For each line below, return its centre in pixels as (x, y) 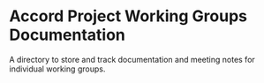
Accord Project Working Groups (128, 16)
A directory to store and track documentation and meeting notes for (132, 59)
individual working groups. (57, 69)
